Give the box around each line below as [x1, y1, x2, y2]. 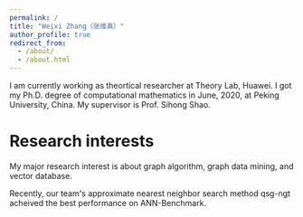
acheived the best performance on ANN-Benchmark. [9, 197, 206, 208]
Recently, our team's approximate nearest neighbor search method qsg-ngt [9, 187, 291, 199]
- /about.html [17, 55, 71, 64]
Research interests [9, 131, 155, 152]
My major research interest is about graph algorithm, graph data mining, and [9, 160, 294, 172]
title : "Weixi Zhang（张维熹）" [9, 22, 125, 31]
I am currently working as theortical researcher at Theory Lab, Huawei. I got [9, 80, 292, 90]
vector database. [9, 170, 72, 181]
